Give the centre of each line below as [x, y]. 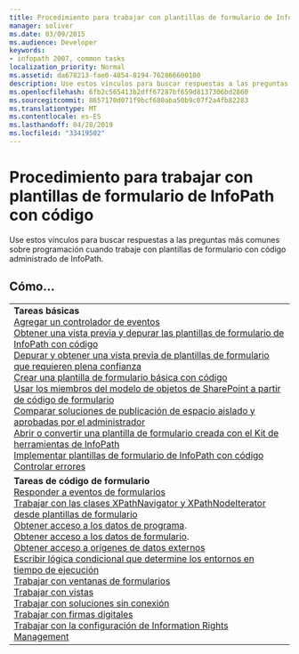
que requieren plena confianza [78, 366]
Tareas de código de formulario [82, 480]
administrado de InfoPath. [57, 258]
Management [41, 636]
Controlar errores [50, 466]
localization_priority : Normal [67, 68]
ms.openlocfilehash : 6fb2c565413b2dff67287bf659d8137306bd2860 [129, 92]
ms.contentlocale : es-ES [55, 117]
